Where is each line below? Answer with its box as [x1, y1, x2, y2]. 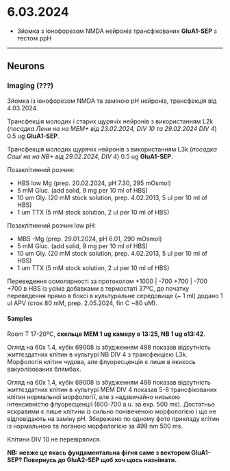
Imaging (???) [7, 81, 53, 90]
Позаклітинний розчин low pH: [7, 221, 96, 230]
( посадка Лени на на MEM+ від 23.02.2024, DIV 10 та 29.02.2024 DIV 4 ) [7, 124, 217, 132]
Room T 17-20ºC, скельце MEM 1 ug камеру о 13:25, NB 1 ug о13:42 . [7, 330, 205, 338]
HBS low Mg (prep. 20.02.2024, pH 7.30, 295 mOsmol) [16, 179, 171, 187]
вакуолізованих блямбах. [7, 365, 81, 373]
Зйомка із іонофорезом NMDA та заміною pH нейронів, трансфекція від [7, 97, 217, 105]
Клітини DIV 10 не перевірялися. [7, 435, 101, 443]
